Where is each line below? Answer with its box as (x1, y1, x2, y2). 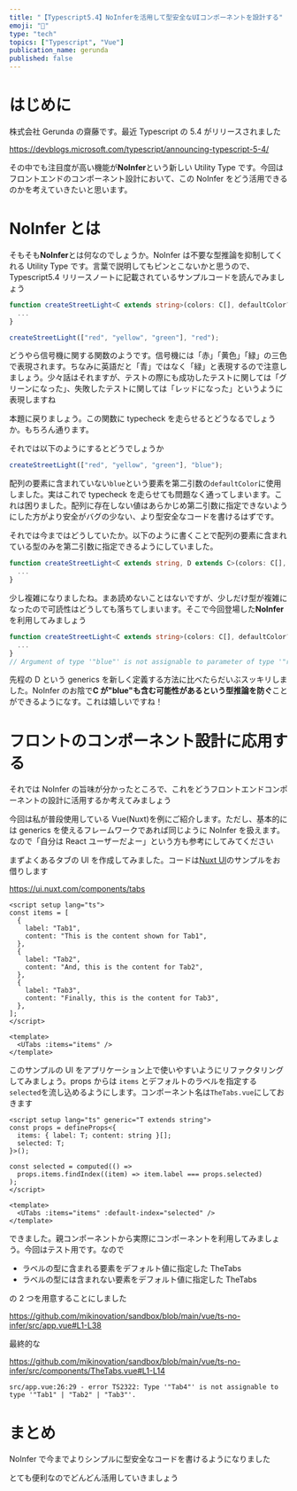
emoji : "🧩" (9, 21, 49, 30)
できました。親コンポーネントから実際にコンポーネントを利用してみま (9, 1233, 265, 1244)
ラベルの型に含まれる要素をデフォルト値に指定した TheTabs (21, 1263, 241, 1274)
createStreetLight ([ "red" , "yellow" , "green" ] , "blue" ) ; (9, 461, 224, 470)
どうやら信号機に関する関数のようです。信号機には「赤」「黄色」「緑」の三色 (9, 350, 287, 361)
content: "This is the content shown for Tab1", (25, 932, 208, 941)
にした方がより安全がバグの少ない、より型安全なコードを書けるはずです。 (9, 511, 279, 522)
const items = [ (9, 909, 69, 917)
